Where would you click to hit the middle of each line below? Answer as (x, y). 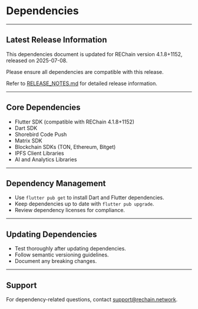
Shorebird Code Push (41, 134)
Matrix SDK (28, 141)
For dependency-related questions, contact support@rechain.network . (92, 299)
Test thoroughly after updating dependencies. (70, 249)
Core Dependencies (43, 108)
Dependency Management (56, 183)
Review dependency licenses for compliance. (70, 210)
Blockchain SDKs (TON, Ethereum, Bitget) (65, 147)
